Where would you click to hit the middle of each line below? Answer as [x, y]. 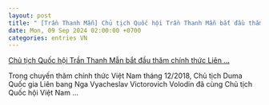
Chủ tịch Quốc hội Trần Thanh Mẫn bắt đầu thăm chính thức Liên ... [119, 60]
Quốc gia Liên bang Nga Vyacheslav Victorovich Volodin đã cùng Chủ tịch [130, 84]
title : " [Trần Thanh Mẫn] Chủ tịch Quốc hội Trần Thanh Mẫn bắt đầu [127, 23]
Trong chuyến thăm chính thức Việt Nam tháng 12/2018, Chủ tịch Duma [125, 76]
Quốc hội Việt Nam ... [43, 93]
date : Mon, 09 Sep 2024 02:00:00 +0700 [75, 30]
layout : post [30, 16]
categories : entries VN [48, 38]
